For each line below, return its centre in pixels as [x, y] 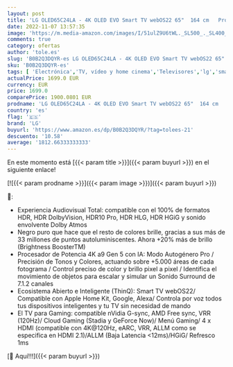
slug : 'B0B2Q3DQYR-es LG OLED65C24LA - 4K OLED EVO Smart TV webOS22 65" [116, 59]
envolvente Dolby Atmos [52, 225]
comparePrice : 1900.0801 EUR [49, 98]
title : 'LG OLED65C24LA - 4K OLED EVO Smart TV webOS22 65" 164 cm [108, 20]
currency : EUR [28, 85]
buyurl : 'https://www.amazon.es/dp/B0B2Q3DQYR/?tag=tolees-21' [101, 130]
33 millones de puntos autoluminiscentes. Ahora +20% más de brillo [115, 239]
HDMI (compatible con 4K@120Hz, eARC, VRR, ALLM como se [106, 328]
